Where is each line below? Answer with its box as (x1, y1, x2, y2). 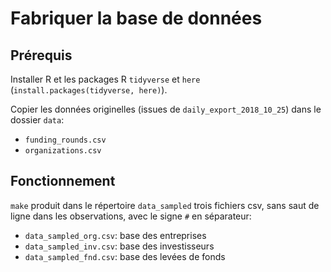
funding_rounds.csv (24, 135, 107, 145)
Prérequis (10, 47, 73, 64)
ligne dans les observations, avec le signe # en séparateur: (10, 210, 252, 222)
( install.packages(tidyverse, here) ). (10, 84, 168, 96)
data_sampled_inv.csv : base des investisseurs (24, 240, 215, 252)
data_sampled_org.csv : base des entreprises (24, 229, 207, 241)
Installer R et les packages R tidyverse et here (10, 73, 201, 85)
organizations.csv (24, 146, 102, 156)
